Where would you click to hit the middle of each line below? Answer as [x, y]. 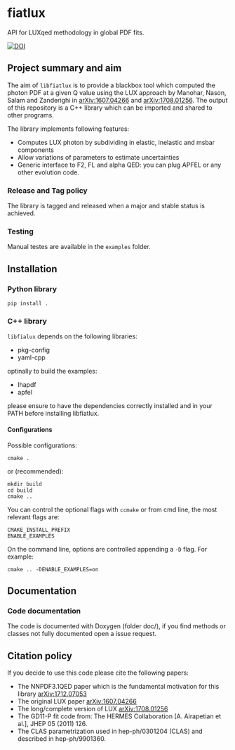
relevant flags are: [33, 517]
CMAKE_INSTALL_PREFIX [39, 530]
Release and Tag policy [47, 190]
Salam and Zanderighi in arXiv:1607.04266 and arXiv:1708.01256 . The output [117, 100]
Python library [32, 288]
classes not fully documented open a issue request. [82, 634]
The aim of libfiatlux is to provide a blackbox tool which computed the [112, 85]
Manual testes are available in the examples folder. [79, 247]
